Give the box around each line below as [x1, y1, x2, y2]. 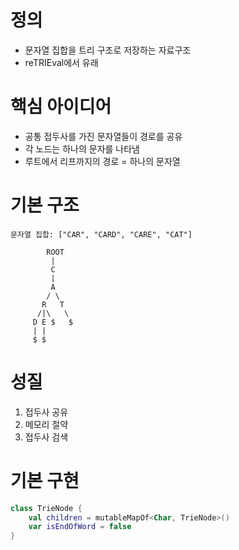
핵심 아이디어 [10, 96, 112, 118]
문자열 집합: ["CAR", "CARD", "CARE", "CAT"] [10, 229, 193, 240]
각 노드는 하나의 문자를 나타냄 [24, 142, 140, 155]
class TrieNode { [10, 503, 83, 513]
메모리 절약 [24, 418, 69, 430]
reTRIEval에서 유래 [24, 56, 99, 68]
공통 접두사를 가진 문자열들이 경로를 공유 [24, 130, 183, 142]
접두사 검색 [24, 431, 69, 443]
